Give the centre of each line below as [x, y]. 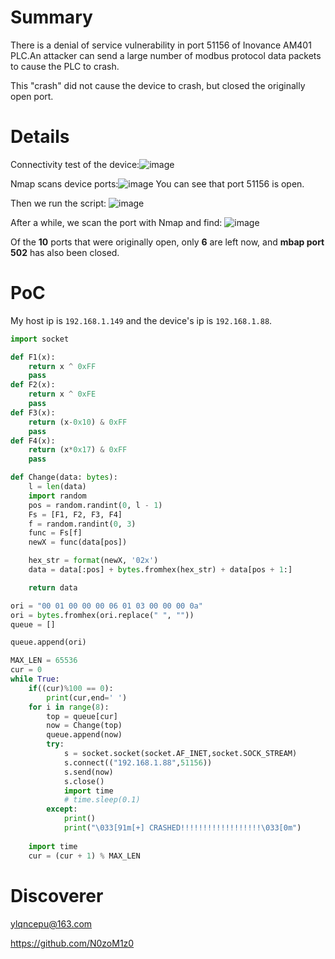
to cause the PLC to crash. [65, 66]
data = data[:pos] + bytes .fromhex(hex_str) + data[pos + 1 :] [160, 570]
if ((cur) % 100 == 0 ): [71, 688]
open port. [32, 96]
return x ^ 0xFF [62, 366]
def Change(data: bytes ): [64, 477]
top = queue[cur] [82, 716]
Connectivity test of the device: [75, 164]
